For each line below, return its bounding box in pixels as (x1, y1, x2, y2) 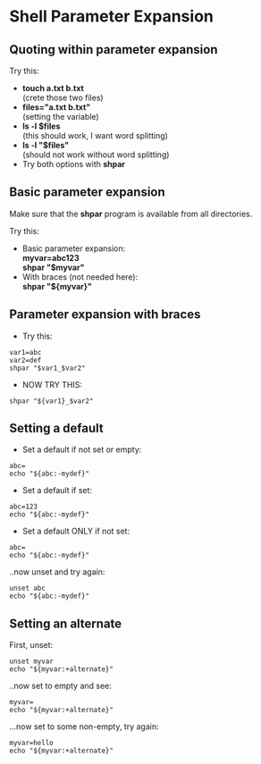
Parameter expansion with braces (9, 306, 201, 323)
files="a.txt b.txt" (21, 102, 91, 113)
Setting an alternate (9, 616, 122, 631)
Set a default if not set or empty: (21, 444, 142, 455)
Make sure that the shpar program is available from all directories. (9, 208, 253, 219)
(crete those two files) (21, 92, 105, 103)
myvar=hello (9, 739, 54, 748)
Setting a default (9, 421, 105, 436)
